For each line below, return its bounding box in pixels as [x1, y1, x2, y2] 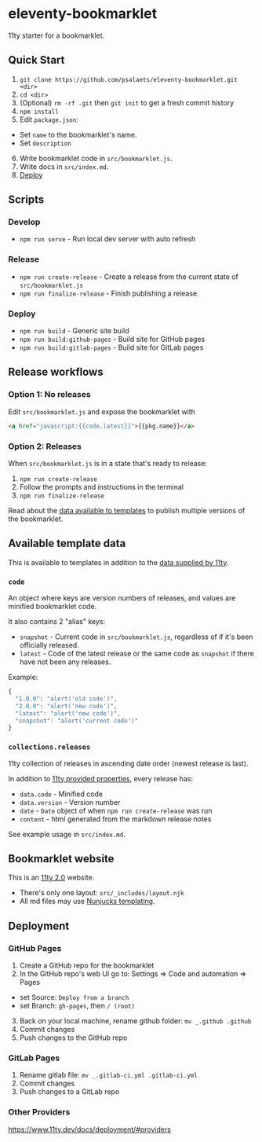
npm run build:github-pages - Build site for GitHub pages [19, 335, 206, 344]
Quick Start [8, 53, 65, 67]
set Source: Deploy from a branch [19, 993, 129, 1002]
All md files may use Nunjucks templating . [19, 897, 155, 906]
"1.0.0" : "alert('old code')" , [15, 695, 118, 703]
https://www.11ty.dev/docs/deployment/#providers [8, 1125, 171, 1134]
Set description [19, 138, 72, 148]
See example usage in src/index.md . [8, 829, 126, 839]
